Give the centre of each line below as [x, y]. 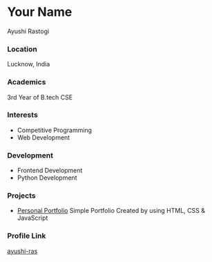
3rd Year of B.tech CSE [40, 97]
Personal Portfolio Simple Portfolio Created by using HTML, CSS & [111, 211]
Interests [22, 115]
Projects [21, 196]
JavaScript [32, 218]
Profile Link [27, 236]
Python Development [47, 178]
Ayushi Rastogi [28, 31]
